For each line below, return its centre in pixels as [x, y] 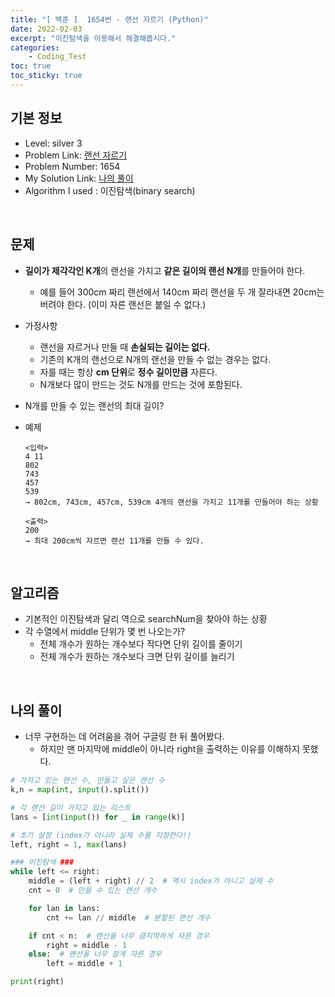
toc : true [31, 66]
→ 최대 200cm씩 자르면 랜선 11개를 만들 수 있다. [114, 541]
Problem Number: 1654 [72, 166]
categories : [35, 47]
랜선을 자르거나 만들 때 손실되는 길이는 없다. [125, 347]
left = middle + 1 [84, 964]
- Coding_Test [57, 57]
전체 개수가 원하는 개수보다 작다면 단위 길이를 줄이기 [141, 644]
